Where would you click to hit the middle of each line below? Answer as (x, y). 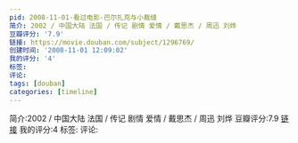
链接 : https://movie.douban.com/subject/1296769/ (102, 42)
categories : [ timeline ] (54, 91)
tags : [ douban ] (37, 83)
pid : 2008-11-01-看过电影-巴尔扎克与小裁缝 (83, 17)
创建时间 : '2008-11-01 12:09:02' (69, 51)
